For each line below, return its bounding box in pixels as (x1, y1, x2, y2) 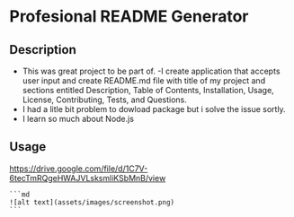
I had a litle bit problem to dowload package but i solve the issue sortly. (22, 104, 286, 114)
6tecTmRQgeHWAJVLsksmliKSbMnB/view (9, 172, 166, 183)
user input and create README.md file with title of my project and (22, 75, 266, 86)
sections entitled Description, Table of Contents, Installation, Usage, (22, 85, 274, 95)
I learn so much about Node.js (22, 114, 135, 124)
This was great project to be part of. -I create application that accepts (22, 65, 281, 76)
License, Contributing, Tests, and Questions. (22, 94, 187, 105)
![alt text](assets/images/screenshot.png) (9, 197, 175, 207)
